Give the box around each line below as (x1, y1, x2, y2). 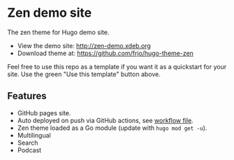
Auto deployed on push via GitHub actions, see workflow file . (17, 116, 193, 124)
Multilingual (17, 131, 51, 139)
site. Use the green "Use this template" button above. (7, 70, 161, 78)
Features (7, 90, 47, 102)
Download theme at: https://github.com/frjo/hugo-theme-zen (17, 49, 194, 57)
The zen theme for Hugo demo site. (7, 28, 110, 36)
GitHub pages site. (17, 108, 71, 117)
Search (17, 138, 38, 147)
